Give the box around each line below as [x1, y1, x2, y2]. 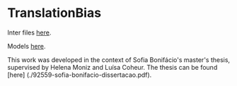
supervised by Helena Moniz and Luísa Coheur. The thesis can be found [7, 63, 218, 71]
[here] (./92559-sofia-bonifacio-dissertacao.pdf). [7, 70, 152, 79]
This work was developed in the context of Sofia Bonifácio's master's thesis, [7, 55, 231, 64]
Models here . [7, 42, 46, 50]
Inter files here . [7, 28, 52, 37]
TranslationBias [7, 5, 101, 21]
